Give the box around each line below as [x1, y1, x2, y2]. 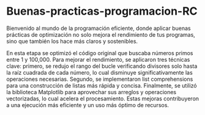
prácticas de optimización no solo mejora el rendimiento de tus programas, [6, 31, 196, 38]
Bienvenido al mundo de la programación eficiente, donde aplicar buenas [6, 24, 191, 32]
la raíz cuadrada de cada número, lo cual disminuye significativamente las [6, 69, 193, 76]
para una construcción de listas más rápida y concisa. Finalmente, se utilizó [6, 81, 197, 89]
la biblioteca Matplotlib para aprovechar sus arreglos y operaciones [6, 88, 177, 95]
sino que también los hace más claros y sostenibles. [6, 37, 138, 45]
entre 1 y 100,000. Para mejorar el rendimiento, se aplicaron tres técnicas [6, 56, 190, 63]
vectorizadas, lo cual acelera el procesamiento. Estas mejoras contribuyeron [6, 95, 199, 102]
